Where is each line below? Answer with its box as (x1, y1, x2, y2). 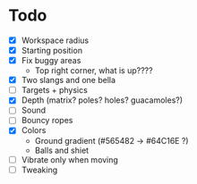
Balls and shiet (34, 145, 90, 155)
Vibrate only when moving (21, 154, 118, 165)
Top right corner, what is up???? (34, 65, 153, 76)
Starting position (21, 46, 82, 55)
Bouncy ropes (21, 115, 73, 126)
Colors (21, 125, 47, 136)
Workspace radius (21, 35, 90, 46)
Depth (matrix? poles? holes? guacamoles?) (21, 95, 184, 105)
